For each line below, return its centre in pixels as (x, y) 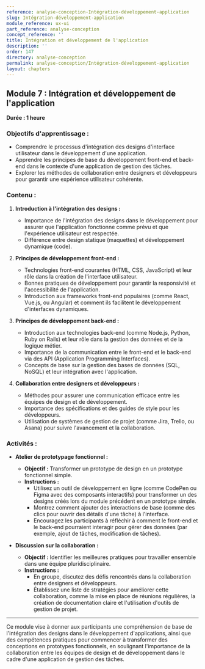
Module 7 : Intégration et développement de (91, 93)
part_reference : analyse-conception (53, 29)
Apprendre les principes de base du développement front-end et (96, 160)
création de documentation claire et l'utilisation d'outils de (106, 603)
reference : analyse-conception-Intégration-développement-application (98, 12)
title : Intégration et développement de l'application (77, 40)
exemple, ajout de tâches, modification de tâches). (97, 534)
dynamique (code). (48, 246)
